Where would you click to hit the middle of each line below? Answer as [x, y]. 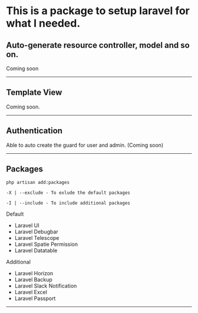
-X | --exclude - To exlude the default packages [68, 193]
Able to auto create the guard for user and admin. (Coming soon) [85, 145]
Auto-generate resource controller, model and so [98, 45]
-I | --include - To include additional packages [68, 203]
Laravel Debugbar [37, 232]
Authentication [34, 131]
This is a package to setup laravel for [98, 11]
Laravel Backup [34, 280]
